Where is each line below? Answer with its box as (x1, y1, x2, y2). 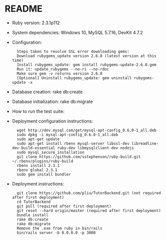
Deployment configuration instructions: (12, 118, 94, 124)
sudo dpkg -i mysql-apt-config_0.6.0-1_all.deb (17, 132, 119, 137)
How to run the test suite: (12, 108, 65, 114)
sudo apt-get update (17, 137, 60, 142)
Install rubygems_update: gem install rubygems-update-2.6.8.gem (17, 62, 156, 67)
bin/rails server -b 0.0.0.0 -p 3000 (17, 230, 96, 235)
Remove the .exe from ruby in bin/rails (17, 225, 103, 231)
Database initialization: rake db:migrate (12, 98, 93, 104)
